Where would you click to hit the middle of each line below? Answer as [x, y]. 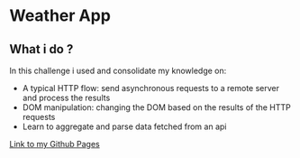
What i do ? [41, 49]
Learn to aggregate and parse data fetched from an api [124, 126]
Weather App [60, 16]
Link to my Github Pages [55, 144]
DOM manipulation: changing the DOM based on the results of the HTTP [156, 107]
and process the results [66, 98]
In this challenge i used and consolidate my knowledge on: [118, 70]
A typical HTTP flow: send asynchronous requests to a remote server [151, 88]
